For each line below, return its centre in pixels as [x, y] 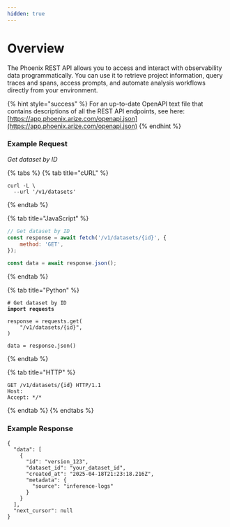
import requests [31, 309]
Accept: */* [24, 398]
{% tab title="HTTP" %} [41, 372]
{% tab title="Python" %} [44, 290]
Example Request [37, 144]
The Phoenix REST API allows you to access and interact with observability [115, 68]
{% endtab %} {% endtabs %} [51, 411]
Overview [36, 48]
